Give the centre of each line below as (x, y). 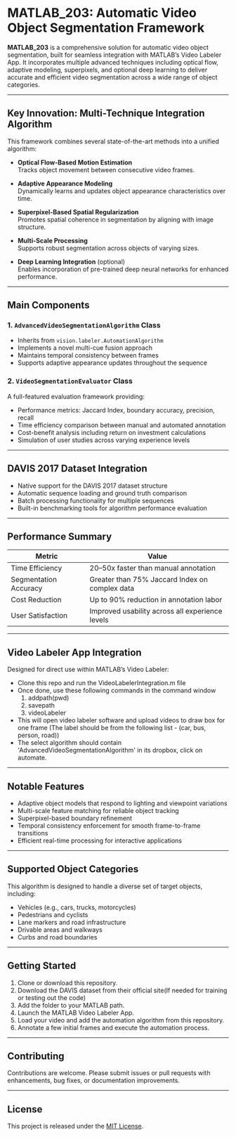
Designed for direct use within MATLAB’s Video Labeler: (88, 670)
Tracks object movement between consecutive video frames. (106, 169)
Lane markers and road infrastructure (72, 922)
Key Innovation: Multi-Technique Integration (106, 113)
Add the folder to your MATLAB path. (71, 1005)
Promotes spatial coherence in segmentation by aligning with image (116, 219)
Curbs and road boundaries (57, 937)
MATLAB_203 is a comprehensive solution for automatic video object (108, 47)
